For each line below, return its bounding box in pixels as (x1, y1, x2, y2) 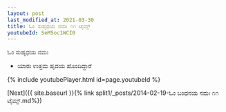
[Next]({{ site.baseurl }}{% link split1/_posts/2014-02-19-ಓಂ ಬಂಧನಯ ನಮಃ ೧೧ (7, 89, 219, 97)
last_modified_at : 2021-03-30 (7, 16, 95, 23)
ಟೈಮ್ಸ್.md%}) (7, 97, 43, 105)
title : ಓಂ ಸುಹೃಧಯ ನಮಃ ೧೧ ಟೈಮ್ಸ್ (7, 23, 91, 30)
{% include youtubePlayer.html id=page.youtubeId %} (7, 76, 161, 84)
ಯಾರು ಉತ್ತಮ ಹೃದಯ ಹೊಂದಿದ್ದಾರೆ (17, 62, 92, 70)
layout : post (7, 10, 45, 17)
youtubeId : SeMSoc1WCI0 (7, 29, 76, 36)
